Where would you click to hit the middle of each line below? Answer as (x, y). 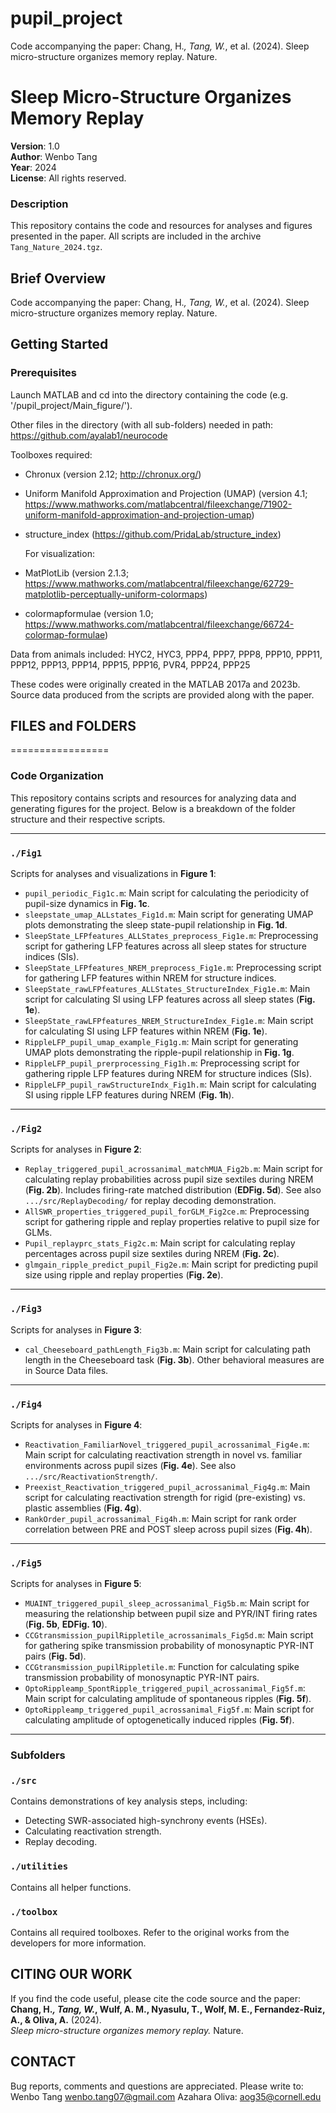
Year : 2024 (33, 167)
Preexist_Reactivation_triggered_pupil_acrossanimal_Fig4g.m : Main (167, 1486)
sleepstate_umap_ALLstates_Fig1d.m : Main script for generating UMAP (169, 914)
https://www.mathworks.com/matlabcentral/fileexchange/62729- (159, 583)
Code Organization (57, 776)
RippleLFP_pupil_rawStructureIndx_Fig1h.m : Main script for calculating (170, 1084)
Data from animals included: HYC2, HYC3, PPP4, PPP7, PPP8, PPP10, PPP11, (166, 654)
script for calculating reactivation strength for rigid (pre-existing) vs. (165, 1497)
